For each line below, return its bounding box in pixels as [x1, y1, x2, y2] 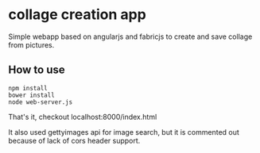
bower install [8, 91, 56, 99]
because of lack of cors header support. [8, 136, 141, 145]
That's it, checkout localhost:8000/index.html [8, 112, 157, 121]
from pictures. [8, 40, 55, 49]
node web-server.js [8, 98, 73, 106]
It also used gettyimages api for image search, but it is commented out [8, 127, 240, 136]
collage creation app [8, 6, 147, 24]
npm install [8, 84, 48, 92]
